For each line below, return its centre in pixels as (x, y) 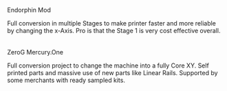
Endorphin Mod (29, 10)
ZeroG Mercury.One (35, 52)
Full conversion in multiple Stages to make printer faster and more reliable (112, 23)
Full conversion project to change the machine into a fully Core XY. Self (108, 65)
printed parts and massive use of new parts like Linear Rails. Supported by (112, 72)
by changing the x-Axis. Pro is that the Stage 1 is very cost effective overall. (114, 31)
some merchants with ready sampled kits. (66, 80)
